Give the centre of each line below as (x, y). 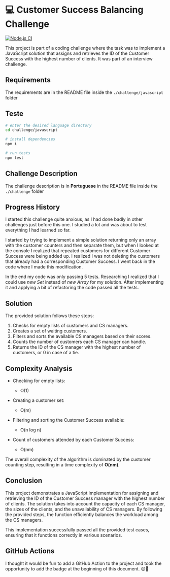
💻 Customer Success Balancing (74, 10)
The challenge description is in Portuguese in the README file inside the (82, 186)
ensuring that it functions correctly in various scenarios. (64, 535)
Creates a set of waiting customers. (50, 331)
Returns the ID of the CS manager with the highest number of (77, 347)
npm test (14, 158)
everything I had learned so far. (38, 230)
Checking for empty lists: (39, 381)
